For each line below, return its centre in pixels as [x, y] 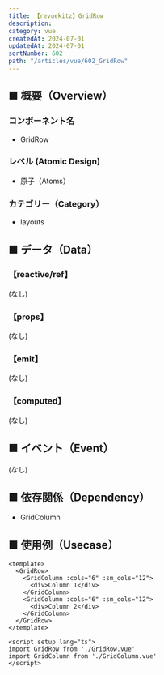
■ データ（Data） [53, 249]
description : [30, 23]
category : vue [32, 31]
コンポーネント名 [42, 121]
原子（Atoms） [45, 181]
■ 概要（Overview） [61, 96]
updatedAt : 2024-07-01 [46, 46]
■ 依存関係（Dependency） [80, 497]
